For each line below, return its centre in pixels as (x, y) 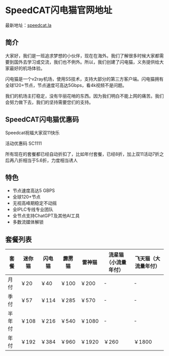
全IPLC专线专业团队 (33, 210)
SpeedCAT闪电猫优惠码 (42, 119)
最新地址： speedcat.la (28, 25)
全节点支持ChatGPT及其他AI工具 (46, 216)
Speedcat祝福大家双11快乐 (32, 132)
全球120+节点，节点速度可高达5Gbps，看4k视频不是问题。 (66, 85)
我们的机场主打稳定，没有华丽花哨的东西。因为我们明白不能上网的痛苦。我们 (84, 96)
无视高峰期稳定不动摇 (34, 203)
